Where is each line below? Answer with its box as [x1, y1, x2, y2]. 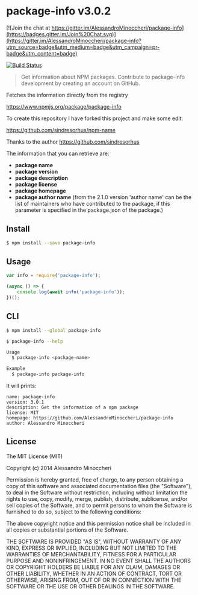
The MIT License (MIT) [6, 453, 63, 460]
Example [6, 366, 26, 372]
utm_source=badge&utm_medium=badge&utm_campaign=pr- [6, 43, 160, 51]
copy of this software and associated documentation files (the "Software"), [6, 482, 193, 489]
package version [14, 168, 58, 175]
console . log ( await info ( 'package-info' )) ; [17, 289, 125, 295]
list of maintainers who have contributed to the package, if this [14, 200, 170, 207]
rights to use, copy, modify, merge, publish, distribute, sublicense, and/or [6, 495, 188, 502]
